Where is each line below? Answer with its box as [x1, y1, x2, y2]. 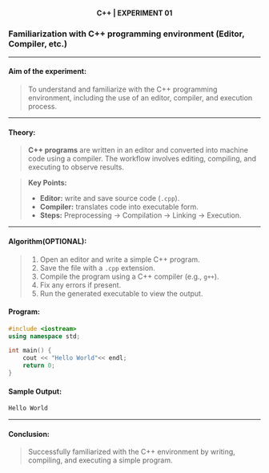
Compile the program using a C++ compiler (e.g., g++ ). [39, 271, 219, 281]
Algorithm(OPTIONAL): [8, 236, 87, 246]
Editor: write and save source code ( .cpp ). [39, 194, 180, 203]
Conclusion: [8, 429, 50, 438]
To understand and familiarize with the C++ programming [27, 84, 218, 94]
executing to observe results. [27, 162, 124, 172]
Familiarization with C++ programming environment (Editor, [8, 28, 245, 39]
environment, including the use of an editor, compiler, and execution [27, 93, 253, 103]
